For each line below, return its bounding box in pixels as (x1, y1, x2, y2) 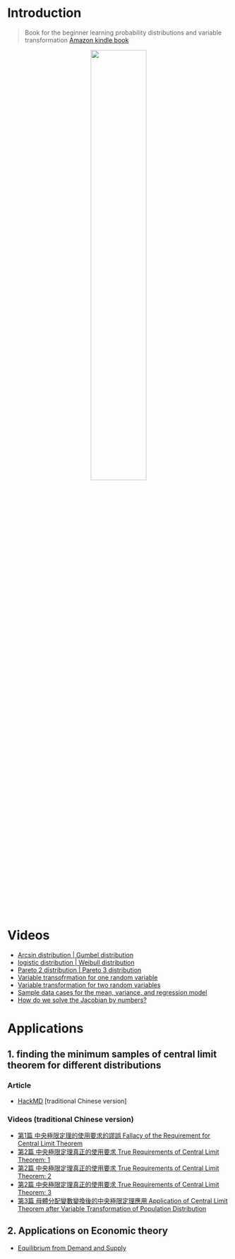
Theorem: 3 (17, 1188, 52, 1197)
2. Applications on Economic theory (7, 1225, 168, 1237)
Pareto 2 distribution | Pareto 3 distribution (17, 965, 142, 974)
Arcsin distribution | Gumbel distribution (17, 950, 134, 959)
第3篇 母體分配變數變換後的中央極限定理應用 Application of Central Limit (17, 1197, 228, 1205)
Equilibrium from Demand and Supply (17, 1243, 127, 1252)
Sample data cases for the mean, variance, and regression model (17, 988, 207, 996)
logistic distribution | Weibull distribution (17, 958, 135, 967)
